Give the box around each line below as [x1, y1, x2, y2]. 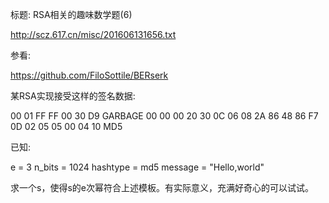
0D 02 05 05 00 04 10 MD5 [10, 121, 123, 132]
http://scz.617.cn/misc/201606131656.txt [10, 29, 177, 40]
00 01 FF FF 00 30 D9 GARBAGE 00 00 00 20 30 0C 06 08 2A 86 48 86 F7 [10, 110, 319, 122]
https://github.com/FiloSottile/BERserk [10, 69, 169, 81]
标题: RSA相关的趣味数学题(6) [10, 9, 133, 20]
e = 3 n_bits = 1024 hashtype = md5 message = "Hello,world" [10, 161, 265, 173]
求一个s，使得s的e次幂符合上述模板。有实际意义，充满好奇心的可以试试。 [10, 182, 314, 193]
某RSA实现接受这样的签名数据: [10, 90, 136, 102]
